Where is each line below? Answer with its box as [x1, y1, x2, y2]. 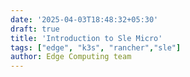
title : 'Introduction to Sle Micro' [10, 33, 163, 43]
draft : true [10, 24, 60, 34]
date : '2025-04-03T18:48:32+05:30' [10, 14, 159, 25]
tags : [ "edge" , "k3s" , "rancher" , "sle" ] [10, 42, 182, 53]
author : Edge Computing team [10, 52, 132, 62]
